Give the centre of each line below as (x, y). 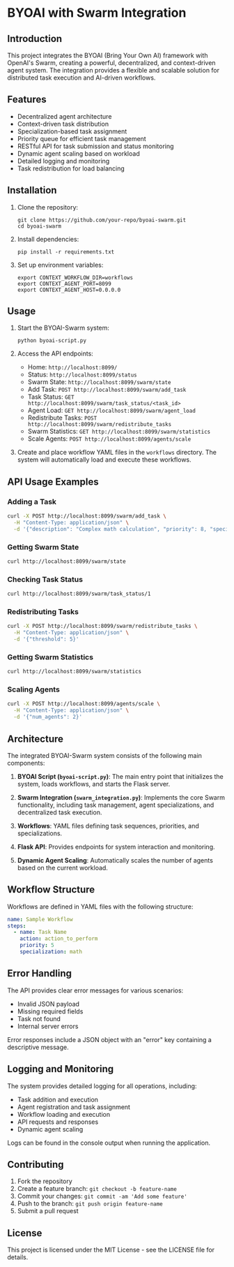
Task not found (39, 1018)
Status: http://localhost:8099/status (82, 374)
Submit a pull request (48, 1211)
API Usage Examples (53, 482)
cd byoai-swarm (39, 226)
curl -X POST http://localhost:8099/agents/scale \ (84, 704)
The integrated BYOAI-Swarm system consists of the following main (104, 755)
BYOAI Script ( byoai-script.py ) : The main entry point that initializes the (120, 776)
